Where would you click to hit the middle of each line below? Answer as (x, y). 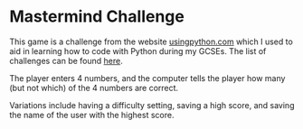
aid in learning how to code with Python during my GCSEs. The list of (138, 51)
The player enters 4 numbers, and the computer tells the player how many (147, 78)
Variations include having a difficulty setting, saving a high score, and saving (152, 105)
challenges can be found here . (66, 60)
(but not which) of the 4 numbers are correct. (94, 88)
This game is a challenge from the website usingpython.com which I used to (151, 41)
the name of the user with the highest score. (92, 115)
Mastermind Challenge (97, 17)
